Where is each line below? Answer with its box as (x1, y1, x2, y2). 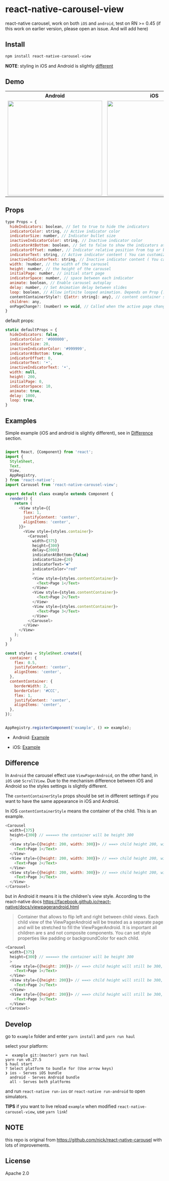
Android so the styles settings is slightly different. (5, 783, 108, 789)
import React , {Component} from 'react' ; (5, 449, 94, 454)
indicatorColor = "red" (32, 567, 78, 572)
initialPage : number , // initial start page (10, 271, 105, 276)
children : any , (10, 299, 42, 304)
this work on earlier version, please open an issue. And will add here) (5, 25, 148, 31)
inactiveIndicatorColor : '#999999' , (10, 346, 87, 351)
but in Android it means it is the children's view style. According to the (5, 893, 150, 899)
